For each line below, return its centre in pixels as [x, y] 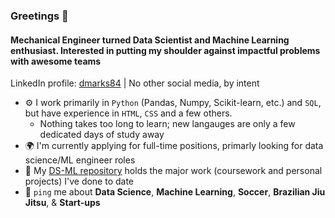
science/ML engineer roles [80, 160]
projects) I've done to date [79, 181]
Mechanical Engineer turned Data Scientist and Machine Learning [150, 40]
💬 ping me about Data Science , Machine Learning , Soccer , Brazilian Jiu [175, 192]
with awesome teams [56, 61]
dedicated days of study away [102, 135]
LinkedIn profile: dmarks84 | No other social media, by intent [135, 83]
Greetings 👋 [39, 16]
